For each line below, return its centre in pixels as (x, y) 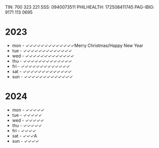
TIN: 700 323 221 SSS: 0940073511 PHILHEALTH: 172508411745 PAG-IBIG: (80, 7)
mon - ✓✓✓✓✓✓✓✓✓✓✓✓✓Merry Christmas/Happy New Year (78, 45)
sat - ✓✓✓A (25, 136)
